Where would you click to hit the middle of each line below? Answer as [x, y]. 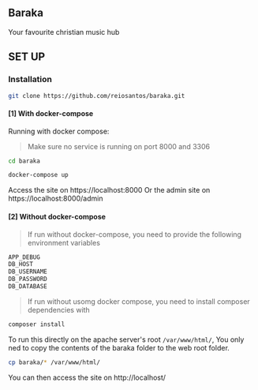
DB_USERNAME [28, 272]
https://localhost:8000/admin [56, 199]
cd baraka [24, 161]
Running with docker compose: [59, 131]
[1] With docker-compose [51, 113]
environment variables [64, 242]
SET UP [27, 57]
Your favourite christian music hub [64, 32]
